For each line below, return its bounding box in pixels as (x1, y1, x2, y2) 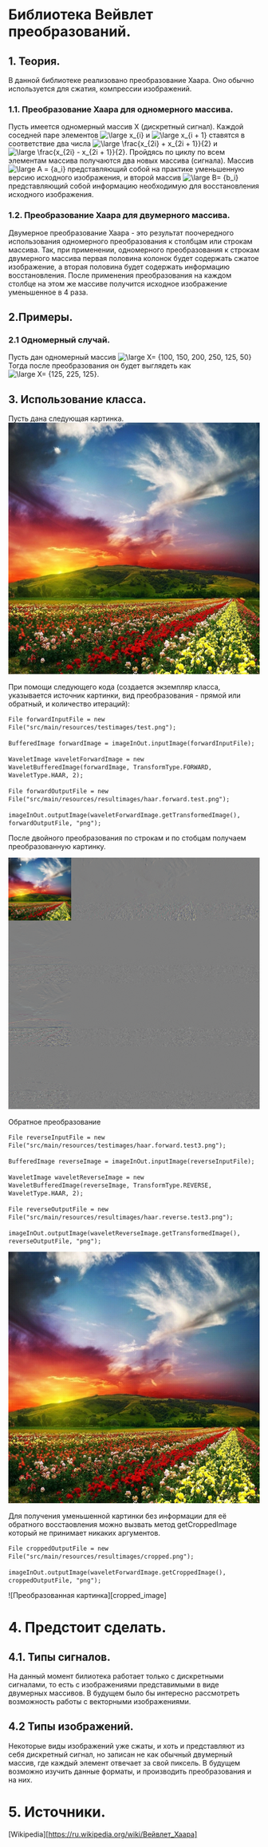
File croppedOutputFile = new (8, 1544, 109, 1553)
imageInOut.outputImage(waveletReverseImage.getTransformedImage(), (8, 1229, 241, 1238)
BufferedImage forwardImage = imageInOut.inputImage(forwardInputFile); (8, 740, 255, 748)
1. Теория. (8, 54, 61, 68)
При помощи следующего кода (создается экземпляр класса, (8, 682, 221, 692)
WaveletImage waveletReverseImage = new (8, 1173, 145, 1182)
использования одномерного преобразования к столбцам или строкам (8, 236, 253, 246)
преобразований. (8, 22, 132, 41)
